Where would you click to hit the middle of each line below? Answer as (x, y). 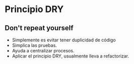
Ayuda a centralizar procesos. (43, 51)
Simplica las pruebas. (34, 45)
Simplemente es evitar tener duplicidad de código (64, 40)
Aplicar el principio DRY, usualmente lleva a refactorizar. (71, 56)
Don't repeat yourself (39, 28)
